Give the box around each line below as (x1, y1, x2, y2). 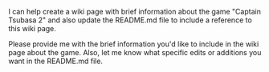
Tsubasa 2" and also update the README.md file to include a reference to (8, 15, 253, 25)
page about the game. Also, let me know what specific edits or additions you (8, 48, 262, 57)
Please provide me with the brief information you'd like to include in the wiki (8, 39, 259, 49)
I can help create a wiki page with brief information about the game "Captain (8, 7, 261, 16)
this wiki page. (8, 24, 56, 33)
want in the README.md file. (8, 56, 103, 66)
